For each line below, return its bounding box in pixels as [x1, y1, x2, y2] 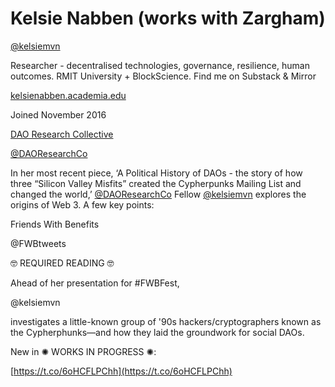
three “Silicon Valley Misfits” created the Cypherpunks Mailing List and [10, 177, 302, 189]
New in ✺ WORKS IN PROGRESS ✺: [10, 345, 157, 357]
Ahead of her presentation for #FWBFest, [10, 277, 180, 289]
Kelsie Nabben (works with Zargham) [10, 7, 326, 30]
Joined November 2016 [10, 108, 107, 121]
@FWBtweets [10, 237, 67, 249]
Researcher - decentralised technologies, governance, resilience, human [10, 59, 310, 71]
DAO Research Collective [10, 128, 114, 140]
